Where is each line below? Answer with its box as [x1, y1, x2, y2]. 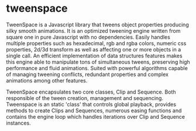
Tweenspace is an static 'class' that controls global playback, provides [6, 101, 177, 108]
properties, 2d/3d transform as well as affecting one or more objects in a [6, 46, 181, 53]
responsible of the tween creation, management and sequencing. [6, 94, 164, 101]
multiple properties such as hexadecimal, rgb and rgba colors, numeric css [6, 40, 187, 47]
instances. [6, 119, 31, 126]
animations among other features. [6, 77, 88, 84]
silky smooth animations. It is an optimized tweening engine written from [6, 27, 181, 34]
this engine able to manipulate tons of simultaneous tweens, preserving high [6, 58, 190, 65]
